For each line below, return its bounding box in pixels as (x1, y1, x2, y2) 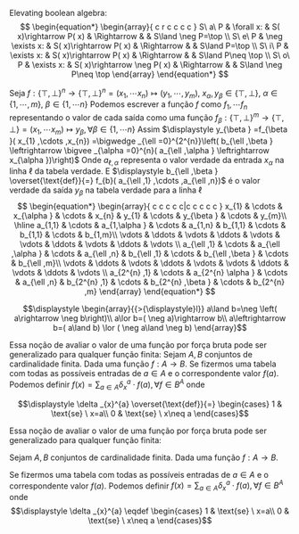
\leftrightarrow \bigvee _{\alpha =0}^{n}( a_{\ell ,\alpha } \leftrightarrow (9, 144, 270, 155)
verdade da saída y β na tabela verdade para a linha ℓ (9, 185, 203, 198)
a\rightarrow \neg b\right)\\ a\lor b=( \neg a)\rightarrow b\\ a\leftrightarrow (13, 313, 287, 324)
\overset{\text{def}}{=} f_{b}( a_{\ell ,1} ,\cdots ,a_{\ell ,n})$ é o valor (9, 176, 261, 186)
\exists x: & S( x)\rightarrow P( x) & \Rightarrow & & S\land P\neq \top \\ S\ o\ (10, 50, 290, 61)
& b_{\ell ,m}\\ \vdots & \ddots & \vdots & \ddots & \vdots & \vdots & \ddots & (11, 258, 289, 268)
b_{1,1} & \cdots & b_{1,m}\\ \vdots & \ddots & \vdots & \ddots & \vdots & (19, 229, 281, 240)
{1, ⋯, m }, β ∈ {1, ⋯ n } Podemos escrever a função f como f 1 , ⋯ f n (9, 99, 248, 112)
